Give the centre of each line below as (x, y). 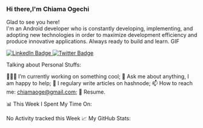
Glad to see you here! (33, 22)
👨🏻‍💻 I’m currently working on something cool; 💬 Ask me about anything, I (98, 77)
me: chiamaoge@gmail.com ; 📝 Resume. (56, 92)
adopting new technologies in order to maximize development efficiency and (102, 35)
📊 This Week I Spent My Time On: (49, 104)
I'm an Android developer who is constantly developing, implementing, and (100, 28)
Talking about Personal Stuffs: (44, 65)
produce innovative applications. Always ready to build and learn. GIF (93, 42)
